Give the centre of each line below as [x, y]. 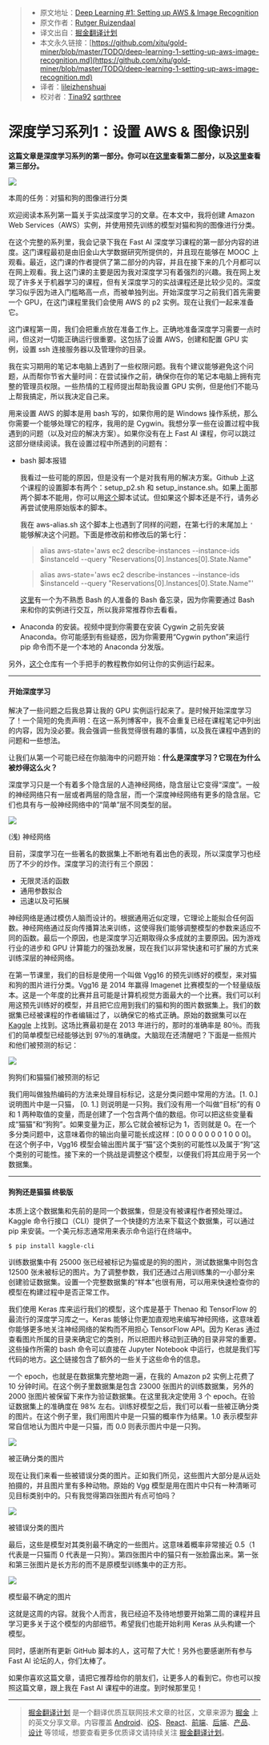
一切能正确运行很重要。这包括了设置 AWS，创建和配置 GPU [141, 339]
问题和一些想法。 [36, 741]
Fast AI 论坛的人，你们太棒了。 [59, 1661]
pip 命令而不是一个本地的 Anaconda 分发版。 [94, 646]
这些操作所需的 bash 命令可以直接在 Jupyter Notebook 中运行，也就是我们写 [134, 1349]
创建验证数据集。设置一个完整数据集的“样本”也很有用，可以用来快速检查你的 [134, 1282]
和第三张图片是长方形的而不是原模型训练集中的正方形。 [99, 1565]
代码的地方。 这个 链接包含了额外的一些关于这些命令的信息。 [106, 1359]
